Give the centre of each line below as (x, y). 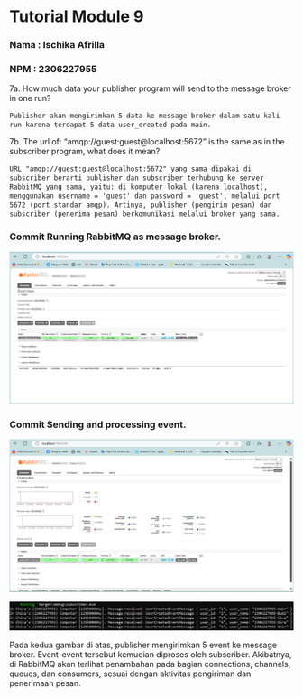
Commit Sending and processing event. (98, 424)
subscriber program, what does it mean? (85, 152)
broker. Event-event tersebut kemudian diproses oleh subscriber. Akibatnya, (151, 655)
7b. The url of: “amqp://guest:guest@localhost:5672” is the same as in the (147, 142)
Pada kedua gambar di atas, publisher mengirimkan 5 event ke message (143, 645)
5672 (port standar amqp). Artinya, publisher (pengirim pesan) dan (141, 205)
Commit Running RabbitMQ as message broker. (115, 237)
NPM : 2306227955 (53, 70)
